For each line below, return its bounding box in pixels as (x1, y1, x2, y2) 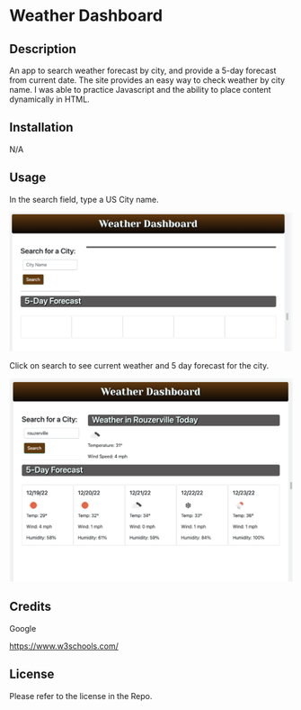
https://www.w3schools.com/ (9, 641, 119, 651)
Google (9, 623, 37, 633)
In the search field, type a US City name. (9, 194, 159, 205)
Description (9, 41, 76, 57)
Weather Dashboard (9, 5, 164, 26)
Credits (9, 599, 52, 614)
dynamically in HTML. (9, 94, 90, 105)
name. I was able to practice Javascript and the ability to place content (9, 85, 271, 95)
